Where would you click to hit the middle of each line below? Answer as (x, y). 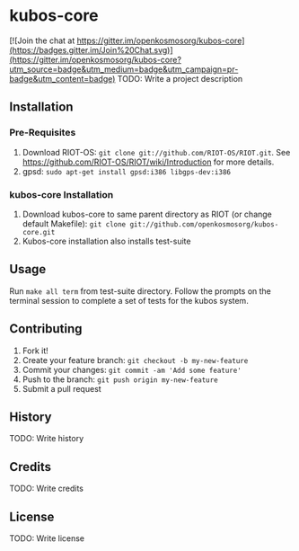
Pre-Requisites (43, 133)
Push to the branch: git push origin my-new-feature (120, 379)
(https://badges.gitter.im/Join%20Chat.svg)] (91, 49)
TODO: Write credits (46, 489)
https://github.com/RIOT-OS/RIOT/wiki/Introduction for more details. (148, 162)
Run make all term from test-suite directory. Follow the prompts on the (141, 291)
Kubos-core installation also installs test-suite (106, 241)
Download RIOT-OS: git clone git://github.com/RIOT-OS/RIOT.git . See (156, 152)
